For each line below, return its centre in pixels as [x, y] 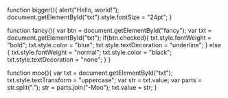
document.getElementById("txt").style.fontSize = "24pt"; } [90, 17]
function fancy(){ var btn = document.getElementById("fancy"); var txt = [110, 30]
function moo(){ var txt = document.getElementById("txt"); [90, 73]
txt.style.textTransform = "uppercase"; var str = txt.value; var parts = [105, 80]
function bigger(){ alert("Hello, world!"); [63, 10]
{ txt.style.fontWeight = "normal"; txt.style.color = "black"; [89, 52]
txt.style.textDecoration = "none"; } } [59, 60]
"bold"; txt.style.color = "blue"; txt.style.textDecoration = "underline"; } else [114, 45]
